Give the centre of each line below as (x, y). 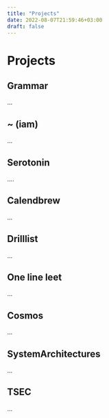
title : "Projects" (33, 13)
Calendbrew (34, 201)
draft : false (26, 26)
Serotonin (28, 162)
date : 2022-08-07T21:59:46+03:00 (55, 20)
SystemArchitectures (54, 354)
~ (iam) (23, 124)
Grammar (28, 86)
